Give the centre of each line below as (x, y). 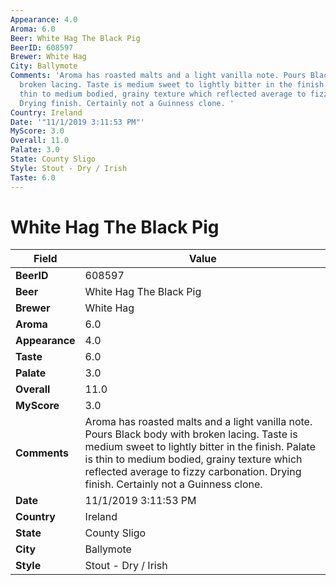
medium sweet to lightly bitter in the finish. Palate (200, 447)
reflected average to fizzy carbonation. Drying (193, 472)
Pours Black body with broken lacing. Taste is (191, 434)
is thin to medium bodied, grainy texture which (193, 459)
